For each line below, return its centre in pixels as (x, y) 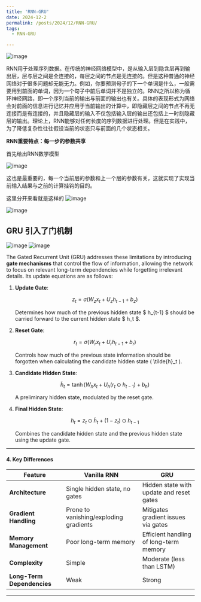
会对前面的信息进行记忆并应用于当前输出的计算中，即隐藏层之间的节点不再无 (100, 106)
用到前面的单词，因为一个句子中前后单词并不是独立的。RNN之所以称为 (98, 91)
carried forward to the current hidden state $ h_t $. (77, 318)
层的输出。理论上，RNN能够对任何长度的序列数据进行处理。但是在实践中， (98, 121)
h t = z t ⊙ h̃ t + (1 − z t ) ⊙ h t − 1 (105, 421)
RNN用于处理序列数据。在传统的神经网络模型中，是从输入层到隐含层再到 (96, 69)
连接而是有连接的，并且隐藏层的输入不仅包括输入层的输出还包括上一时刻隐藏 (100, 114)
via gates (155, 525)
